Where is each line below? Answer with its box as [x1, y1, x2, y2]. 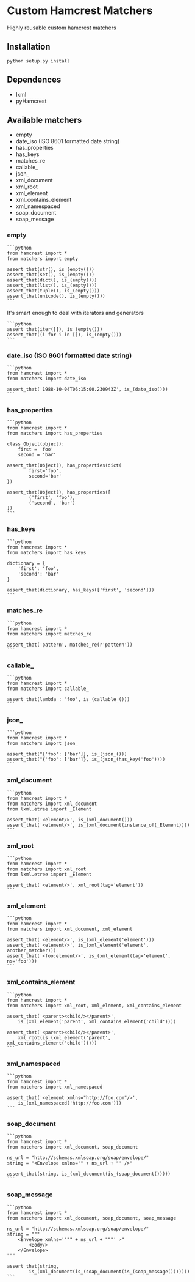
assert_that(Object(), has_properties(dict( [7, 462, 122, 469]
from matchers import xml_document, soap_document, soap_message [7, 1215, 176, 1221]
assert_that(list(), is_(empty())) [7, 282, 97, 288]
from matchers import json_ [7, 741, 79, 747]
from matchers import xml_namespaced [7, 1084, 103, 1090]
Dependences [7, 75, 62, 85]
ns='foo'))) [7, 958, 37, 965]
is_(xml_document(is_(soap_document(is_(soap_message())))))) [29, 1269, 190, 1275]
